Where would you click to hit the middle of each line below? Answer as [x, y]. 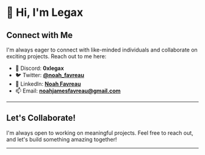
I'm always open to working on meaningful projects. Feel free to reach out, [100, 133]
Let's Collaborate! [41, 118]
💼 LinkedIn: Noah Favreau [48, 84]
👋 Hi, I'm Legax [45, 13]
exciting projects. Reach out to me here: [56, 56]
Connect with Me [40, 35]
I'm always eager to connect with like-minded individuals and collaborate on [102, 50]
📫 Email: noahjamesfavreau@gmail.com [68, 91]
